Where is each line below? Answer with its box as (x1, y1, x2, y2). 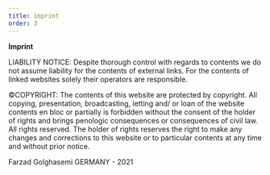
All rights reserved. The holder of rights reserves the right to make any (8, 124, 243, 134)
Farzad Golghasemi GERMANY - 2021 (8, 156, 134, 166)
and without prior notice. (8, 141, 90, 151)
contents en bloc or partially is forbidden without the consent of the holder (8, 106, 256, 117)
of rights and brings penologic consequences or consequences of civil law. (8, 115, 259, 125)
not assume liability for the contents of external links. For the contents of (8, 65, 250, 75)
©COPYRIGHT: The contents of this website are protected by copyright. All (8, 90, 258, 99)
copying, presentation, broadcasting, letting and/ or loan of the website (8, 98, 245, 108)
